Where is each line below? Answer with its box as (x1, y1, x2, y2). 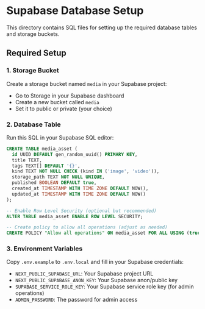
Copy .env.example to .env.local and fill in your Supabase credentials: (6, 258, 184, 266)
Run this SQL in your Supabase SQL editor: (6, 133, 114, 141)
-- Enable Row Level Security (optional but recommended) (6, 208, 157, 214)
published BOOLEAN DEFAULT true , (12, 180, 97, 186)
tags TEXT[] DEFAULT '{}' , (12, 163, 81, 169)
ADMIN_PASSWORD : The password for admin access (15, 296, 138, 304)
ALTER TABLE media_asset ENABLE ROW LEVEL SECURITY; (6, 213, 143, 219)
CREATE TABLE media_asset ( (6, 146, 78, 152)
